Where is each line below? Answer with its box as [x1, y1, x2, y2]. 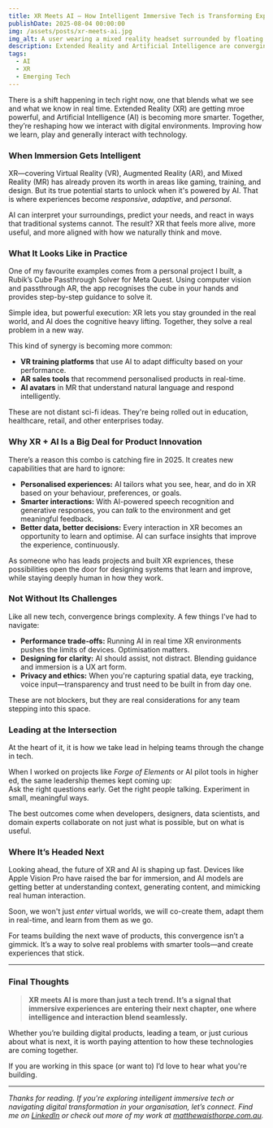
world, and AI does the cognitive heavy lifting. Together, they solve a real [8, 317, 253, 327]
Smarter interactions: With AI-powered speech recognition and [19, 496, 234, 506]
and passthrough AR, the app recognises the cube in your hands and [8, 283, 239, 293]
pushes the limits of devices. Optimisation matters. [19, 644, 190, 654]
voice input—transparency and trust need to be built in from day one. [19, 679, 252, 689]
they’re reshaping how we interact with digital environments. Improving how [8, 121, 262, 130]
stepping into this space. [8, 704, 91, 713]
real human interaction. [8, 891, 86, 901]
